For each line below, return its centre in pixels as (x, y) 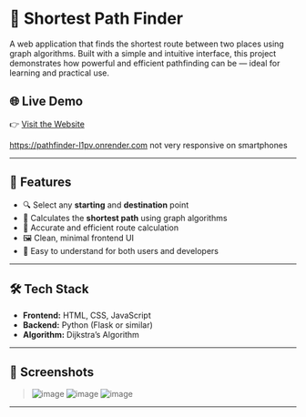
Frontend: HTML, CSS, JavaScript (87, 315)
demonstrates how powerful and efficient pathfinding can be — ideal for (145, 63)
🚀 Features (41, 183)
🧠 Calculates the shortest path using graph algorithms (125, 218)
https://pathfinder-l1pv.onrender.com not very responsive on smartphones (149, 145)
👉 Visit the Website (47, 124)
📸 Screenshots (52, 372)
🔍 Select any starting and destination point (106, 205)
